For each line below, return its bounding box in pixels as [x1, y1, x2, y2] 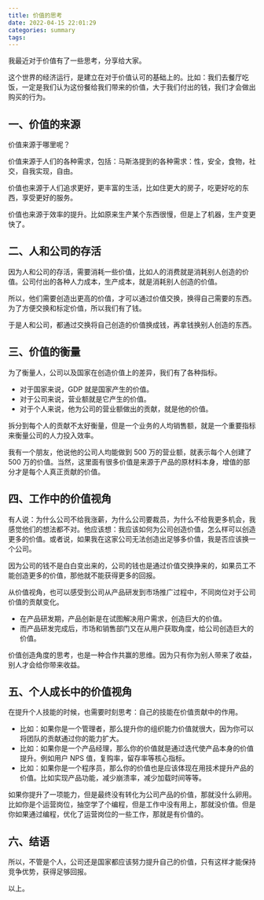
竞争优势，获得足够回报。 [8, 867, 91, 876]
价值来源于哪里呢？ [8, 140, 71, 149]
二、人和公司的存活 [8, 244, 101, 258]
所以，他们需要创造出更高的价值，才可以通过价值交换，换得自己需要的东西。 [8, 293, 256, 303]
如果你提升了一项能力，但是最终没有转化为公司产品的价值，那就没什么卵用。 [8, 790, 256, 799]
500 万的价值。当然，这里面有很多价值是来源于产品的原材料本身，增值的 [8, 457, 244, 466]
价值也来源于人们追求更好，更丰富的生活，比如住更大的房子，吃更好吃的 [8, 183, 242, 193]
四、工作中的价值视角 [8, 492, 112, 505]
